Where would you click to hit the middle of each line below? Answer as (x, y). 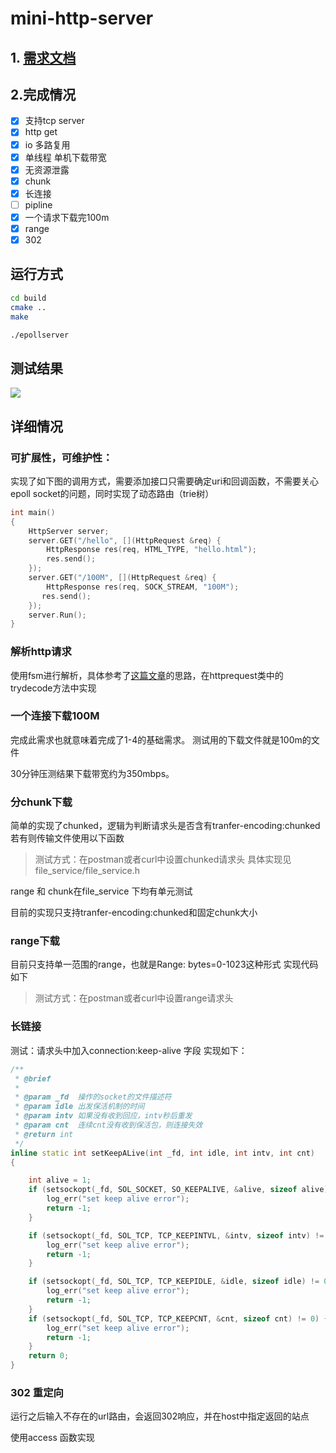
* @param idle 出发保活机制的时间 (79, 1107)
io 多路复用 (47, 144)
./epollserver (40, 335)
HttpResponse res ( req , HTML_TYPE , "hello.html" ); (151, 550)
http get (41, 132)
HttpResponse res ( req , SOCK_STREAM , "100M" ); (143, 587)
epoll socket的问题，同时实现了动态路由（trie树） (112, 493)
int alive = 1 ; (60, 1180)
